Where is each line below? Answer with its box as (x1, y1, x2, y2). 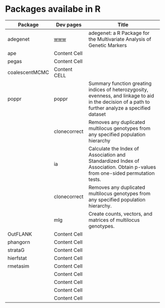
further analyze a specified (88, 104, 151, 111)
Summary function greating (88, 80, 152, 87)
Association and (88, 151, 126, 158)
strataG (7, 246, 25, 253)
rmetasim (7, 262, 29, 269)
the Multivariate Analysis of (88, 35, 151, 42)
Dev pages (55, 21, 82, 28)
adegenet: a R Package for (88, 30, 150, 36)
